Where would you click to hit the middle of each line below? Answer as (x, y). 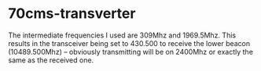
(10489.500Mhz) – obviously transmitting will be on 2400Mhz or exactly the (131, 51)
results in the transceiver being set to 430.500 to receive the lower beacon (129, 43)
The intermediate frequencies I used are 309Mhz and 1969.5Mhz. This (122, 35)
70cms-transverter (72, 14)
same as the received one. (51, 60)
